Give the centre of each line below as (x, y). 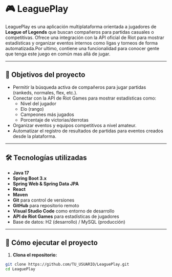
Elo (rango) (32, 109)
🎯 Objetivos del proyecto (45, 75)
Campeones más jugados (47, 114)
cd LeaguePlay (20, 269)
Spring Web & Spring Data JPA (46, 184)
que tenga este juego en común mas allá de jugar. (58, 54)
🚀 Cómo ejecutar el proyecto (52, 242)
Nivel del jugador (38, 103)
